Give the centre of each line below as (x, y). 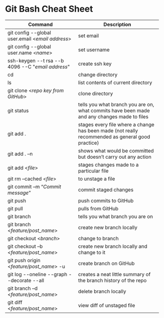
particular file (93, 170)
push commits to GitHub (106, 201)
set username (94, 50)
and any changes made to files (113, 116)
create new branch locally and (113, 246)
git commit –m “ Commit (34, 187)
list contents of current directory (115, 82)
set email (88, 36)
